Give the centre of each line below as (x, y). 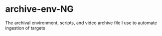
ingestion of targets (25, 28)
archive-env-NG (39, 9)
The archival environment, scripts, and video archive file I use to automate (81, 23)
